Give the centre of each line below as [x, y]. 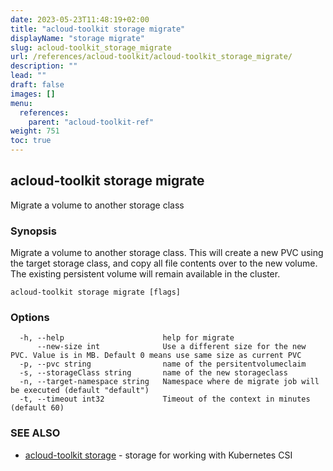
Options [30, 318]
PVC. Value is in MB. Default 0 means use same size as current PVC [156, 356]
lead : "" [28, 76]
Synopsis [33, 231]
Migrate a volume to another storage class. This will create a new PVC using [167, 253]
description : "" [44, 66]
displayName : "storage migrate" [77, 38]
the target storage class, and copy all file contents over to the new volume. [164, 263]
